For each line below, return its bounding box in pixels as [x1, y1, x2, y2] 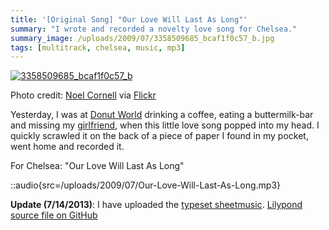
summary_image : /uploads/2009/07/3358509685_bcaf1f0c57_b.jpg [10, 33, 275, 43]
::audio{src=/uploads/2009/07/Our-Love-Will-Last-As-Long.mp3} [10, 179, 282, 191]
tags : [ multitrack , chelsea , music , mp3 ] [10, 42, 186, 53]
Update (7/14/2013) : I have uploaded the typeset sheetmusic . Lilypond [10, 199, 303, 211]
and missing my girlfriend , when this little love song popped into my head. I [10, 119, 320, 131]
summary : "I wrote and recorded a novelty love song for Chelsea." [10, 24, 298, 34]
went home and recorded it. [10, 141, 125, 153]
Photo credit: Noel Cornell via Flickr [10, 89, 157, 101]
